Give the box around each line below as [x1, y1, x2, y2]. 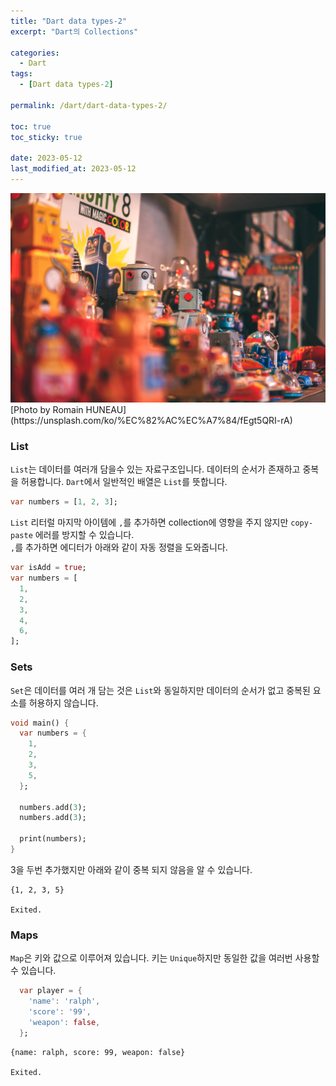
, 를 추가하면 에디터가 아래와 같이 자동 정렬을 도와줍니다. [10, 541, 228, 554]
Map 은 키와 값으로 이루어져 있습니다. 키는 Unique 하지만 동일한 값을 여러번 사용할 [10, 952, 320, 964]
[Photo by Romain [10, 404, 84, 416]
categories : [10, 48, 60, 58]
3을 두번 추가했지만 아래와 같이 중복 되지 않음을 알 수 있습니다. [10, 863, 253, 875]
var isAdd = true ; [10, 563, 87, 573]
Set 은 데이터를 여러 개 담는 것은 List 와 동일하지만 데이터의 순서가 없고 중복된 [10, 684, 311, 696]
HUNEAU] [85, 404, 127, 416]
